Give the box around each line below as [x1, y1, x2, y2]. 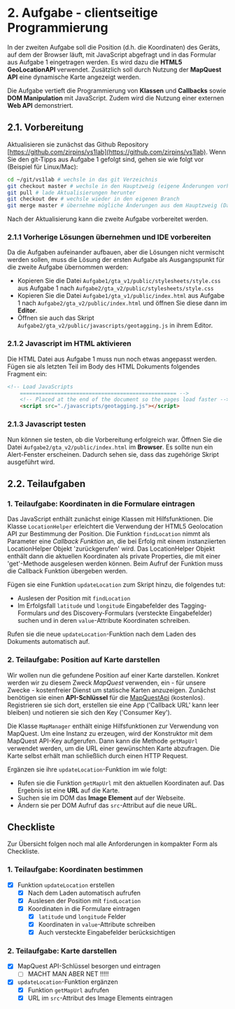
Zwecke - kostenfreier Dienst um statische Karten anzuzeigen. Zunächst [7, 685, 216, 694]
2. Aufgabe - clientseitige [7, 5, 159, 21]
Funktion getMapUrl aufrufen [27, 986, 110, 994]
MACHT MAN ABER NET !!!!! [27, 970, 110, 978]
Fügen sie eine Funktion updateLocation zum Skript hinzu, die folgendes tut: [7, 580, 226, 589]
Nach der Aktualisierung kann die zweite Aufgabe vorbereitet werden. [7, 215, 208, 224]
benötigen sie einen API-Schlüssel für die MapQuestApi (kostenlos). [7, 693, 205, 701]
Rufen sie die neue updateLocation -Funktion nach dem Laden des [7, 630, 197, 638]
